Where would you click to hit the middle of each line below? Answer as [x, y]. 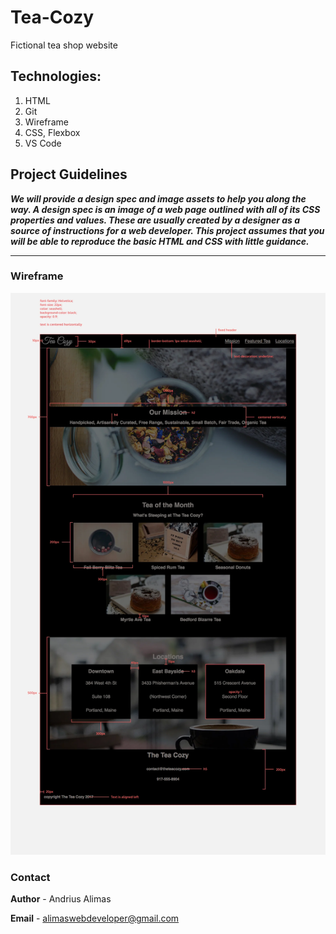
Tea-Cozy [52, 17]
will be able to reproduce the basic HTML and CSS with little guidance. [160, 241]
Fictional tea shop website [64, 45]
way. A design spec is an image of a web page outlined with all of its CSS [165, 209]
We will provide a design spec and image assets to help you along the [158, 198]
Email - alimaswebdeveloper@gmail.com [95, 918]
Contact [30, 877]
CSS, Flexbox [52, 132]
